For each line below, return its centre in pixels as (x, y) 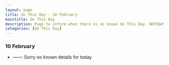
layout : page (19, 10)
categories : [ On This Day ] (33, 29)
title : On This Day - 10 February (41, 15)
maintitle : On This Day (30, 19)
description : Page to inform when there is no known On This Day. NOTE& (83, 24)
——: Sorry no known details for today (52, 57)
